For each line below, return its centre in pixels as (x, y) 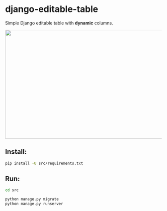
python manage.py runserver (34, 204)
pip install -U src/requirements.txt (44, 163)
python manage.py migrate (32, 199)
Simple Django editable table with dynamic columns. (59, 23)
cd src (12, 190)
